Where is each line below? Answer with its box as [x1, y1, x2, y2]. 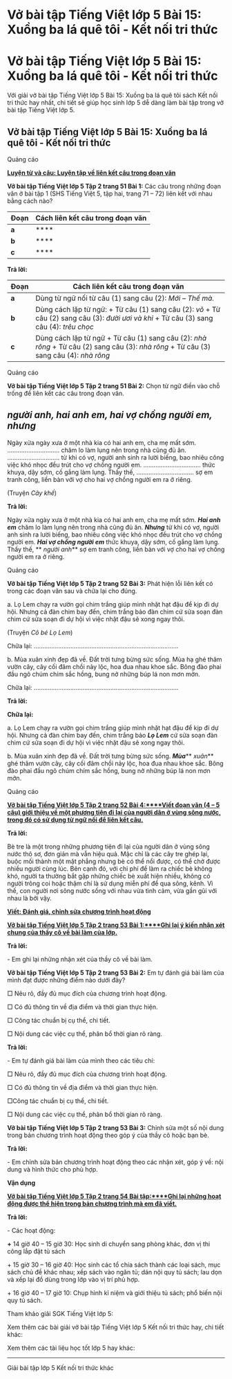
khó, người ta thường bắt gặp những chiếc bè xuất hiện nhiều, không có [7, 871, 211, 880]
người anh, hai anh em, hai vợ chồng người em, [7, 409, 213, 421]
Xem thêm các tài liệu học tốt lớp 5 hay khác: [7, 1344, 135, 1352]
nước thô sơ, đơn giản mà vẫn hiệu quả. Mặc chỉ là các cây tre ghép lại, [7, 849, 209, 858]
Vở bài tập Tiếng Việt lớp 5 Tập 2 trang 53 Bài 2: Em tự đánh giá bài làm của [7, 968, 224, 977]
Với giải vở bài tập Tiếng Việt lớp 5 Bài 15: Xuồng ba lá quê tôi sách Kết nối [7, 91, 218, 100]
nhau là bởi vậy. [7, 894, 52, 902]
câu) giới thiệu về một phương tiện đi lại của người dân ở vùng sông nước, [7, 808, 221, 816]
